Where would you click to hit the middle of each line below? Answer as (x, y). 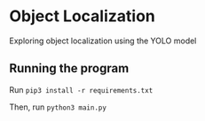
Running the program (69, 68)
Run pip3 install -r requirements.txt (81, 89)
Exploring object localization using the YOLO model (103, 41)
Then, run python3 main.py (58, 107)
